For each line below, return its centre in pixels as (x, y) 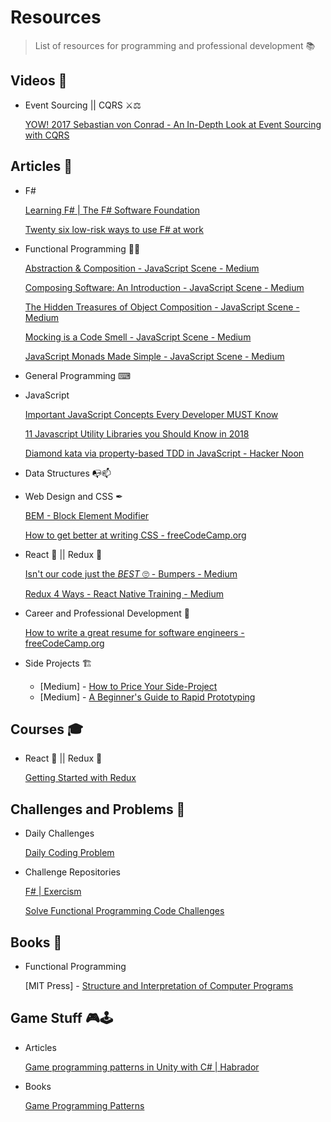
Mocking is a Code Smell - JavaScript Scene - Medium (138, 337)
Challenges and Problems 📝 (98, 809)
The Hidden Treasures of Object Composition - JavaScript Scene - (162, 307)
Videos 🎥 (39, 81)
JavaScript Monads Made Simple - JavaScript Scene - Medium (154, 356)
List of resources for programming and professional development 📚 (175, 45)
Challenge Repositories (72, 872)
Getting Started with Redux (80, 778)
